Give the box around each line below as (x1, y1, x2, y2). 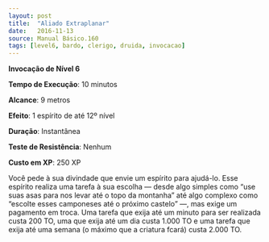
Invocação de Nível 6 (8, 64, 81, 73)
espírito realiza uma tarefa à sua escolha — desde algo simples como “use (8, 182, 256, 192)
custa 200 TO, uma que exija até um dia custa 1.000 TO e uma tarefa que (8, 216, 251, 226)
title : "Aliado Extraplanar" (8, 19, 110, 27)
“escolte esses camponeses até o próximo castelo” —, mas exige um (8, 199, 238, 209)
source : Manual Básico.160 (8, 34, 99, 43)
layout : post (8, 11, 52, 20)
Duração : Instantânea (8, 127, 81, 136)
